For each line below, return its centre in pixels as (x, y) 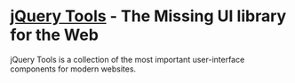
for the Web (54, 35)
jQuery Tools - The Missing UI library (148, 16)
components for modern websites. (73, 69)
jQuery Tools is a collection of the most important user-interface (128, 59)
